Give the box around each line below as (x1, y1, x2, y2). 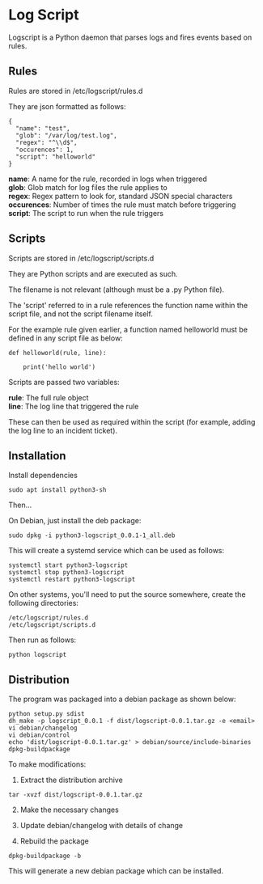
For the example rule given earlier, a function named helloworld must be (8, 324, 248, 334)
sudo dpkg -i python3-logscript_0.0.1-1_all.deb (8, 531, 176, 539)
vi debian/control (8, 731, 70, 739)
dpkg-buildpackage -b (8, 852, 82, 861)
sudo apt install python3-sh (8, 486, 107, 494)
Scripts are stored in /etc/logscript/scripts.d (8, 253, 155, 263)
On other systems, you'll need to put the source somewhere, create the (8, 590, 246, 599)
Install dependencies (8, 471, 78, 480)
